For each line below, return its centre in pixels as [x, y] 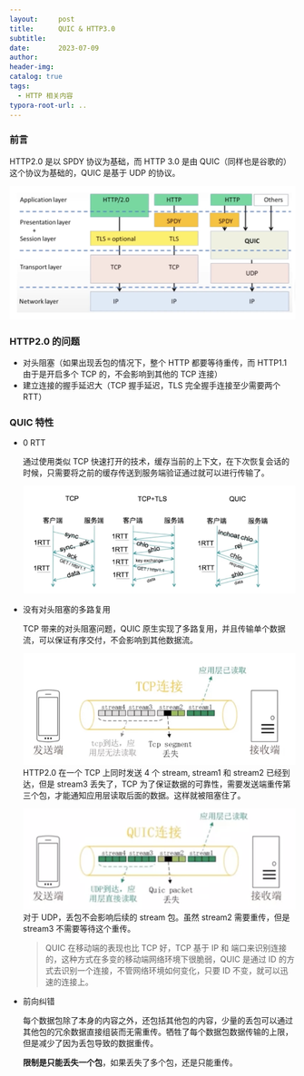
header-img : [32, 67]
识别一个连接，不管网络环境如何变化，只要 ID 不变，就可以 [171, 971]
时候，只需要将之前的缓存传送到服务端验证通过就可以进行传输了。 [146, 473]
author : [24, 58]
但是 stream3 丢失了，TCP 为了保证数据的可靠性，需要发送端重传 [161, 784]
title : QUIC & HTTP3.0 [63, 29]
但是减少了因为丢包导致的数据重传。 [90, 1043]
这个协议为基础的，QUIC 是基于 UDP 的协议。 [95, 172]
